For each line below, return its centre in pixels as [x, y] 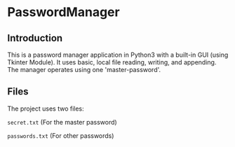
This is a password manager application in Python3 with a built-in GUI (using [118, 55]
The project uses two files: [46, 108]
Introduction [35, 38]
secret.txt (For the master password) [62, 122]
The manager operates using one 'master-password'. [84, 70]
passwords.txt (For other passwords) [61, 135]
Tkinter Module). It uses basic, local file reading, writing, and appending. [112, 62]
